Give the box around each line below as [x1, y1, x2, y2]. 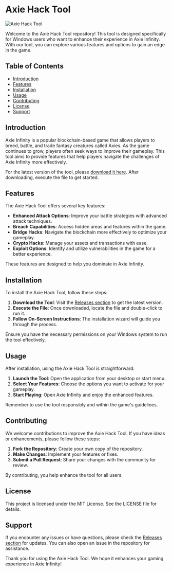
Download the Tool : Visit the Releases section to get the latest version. [12, 299, 163, 306]
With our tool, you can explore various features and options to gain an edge [5, 41, 165, 47]
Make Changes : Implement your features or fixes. [12, 451, 119, 457]
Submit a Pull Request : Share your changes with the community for [12, 456, 156, 462]
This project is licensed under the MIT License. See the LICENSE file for [5, 500, 157, 507]
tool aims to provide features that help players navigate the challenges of [5, 153, 160, 159]
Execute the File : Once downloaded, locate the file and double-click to [12, 305, 163, 311]
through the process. [12, 321, 58, 328]
